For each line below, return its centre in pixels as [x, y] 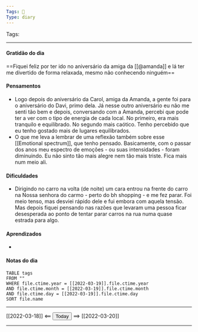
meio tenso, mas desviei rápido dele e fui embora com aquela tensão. [99, 201]
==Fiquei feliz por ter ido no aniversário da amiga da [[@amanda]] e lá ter [95, 66]
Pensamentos [24, 86]
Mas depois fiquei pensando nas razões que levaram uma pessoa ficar [100, 208]
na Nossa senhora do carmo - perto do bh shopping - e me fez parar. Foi [103, 195]
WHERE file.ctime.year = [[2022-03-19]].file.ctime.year [77, 283]
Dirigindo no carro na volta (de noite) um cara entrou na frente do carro [101, 189]
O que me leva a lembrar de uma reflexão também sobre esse [90, 137]
